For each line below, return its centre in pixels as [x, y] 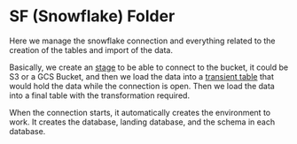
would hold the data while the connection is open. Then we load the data [142, 86]
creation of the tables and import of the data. [91, 49]
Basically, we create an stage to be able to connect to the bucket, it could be [149, 67]
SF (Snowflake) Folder [92, 16]
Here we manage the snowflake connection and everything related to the [142, 41]
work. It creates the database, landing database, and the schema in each [142, 122]
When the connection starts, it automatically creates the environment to [140, 112]
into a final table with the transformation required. [100, 95]
